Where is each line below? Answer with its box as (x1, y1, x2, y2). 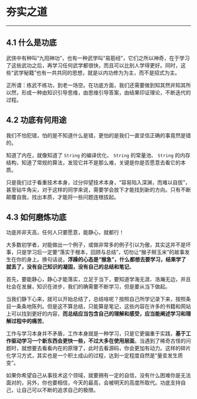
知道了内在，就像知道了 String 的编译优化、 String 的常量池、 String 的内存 (6, 151, 191, 158)
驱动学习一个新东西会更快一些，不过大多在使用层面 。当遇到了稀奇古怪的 (11, 337, 186, 344)
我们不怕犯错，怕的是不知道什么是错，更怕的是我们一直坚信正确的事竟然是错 (6, 131, 191, 138)
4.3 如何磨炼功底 (6, 212, 67, 222)
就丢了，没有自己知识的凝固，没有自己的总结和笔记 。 (6, 263, 135, 270)
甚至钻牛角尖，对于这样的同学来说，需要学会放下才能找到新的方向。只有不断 (6, 186, 191, 193)
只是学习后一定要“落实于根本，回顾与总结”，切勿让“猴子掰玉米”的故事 (16, 249, 185, 256)
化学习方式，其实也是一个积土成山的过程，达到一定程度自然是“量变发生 (6, 352, 178, 359)
